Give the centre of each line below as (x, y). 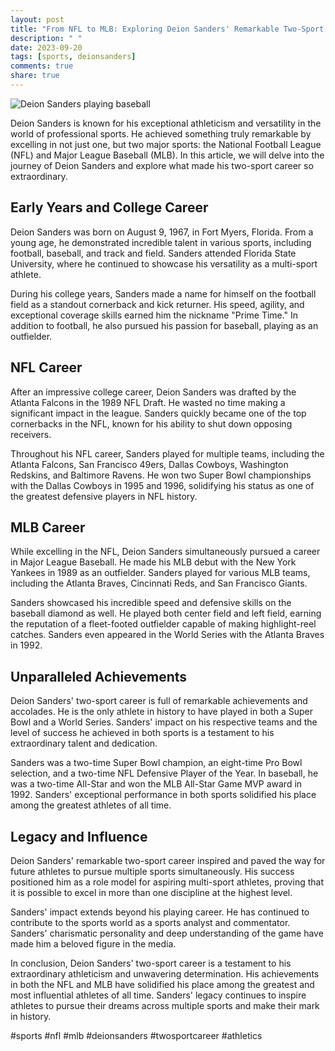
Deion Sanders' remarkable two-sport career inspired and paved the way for (168, 860)
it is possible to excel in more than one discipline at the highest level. (151, 892)
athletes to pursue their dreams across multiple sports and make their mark (165, 1005)
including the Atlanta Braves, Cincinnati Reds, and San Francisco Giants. (159, 583)
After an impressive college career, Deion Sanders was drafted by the (153, 392)
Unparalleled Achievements (99, 676)
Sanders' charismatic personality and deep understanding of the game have (167, 933)
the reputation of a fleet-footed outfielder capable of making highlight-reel (163, 624)
